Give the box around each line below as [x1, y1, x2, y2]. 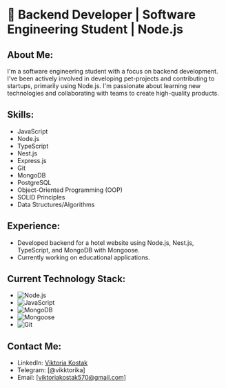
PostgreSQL [17, 178, 52, 186]
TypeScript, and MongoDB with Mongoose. [17, 246, 140, 254]
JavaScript [17, 127, 48, 136]
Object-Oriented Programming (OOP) [17, 186, 123, 194]
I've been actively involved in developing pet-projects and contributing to [7, 74, 215, 83]
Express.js [17, 156, 47, 164]
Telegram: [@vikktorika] [17, 366, 85, 374]
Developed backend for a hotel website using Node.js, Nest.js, [17, 238, 194, 247]
